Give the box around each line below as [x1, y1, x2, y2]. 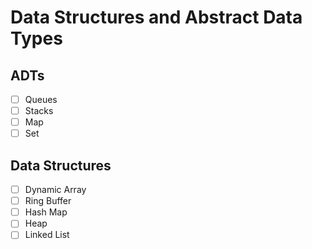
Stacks [24, 105, 54, 117]
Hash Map [24, 206, 68, 218]
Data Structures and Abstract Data [10, 6, 303, 29]
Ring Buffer [24, 195, 72, 207]
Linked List [24, 229, 70, 241]
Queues [24, 94, 58, 105]
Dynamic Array [24, 184, 87, 196]
